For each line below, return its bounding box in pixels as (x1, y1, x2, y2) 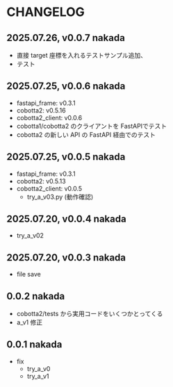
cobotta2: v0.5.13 (16, 176, 67, 185)
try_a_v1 (26, 372, 49, 380)
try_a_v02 (16, 231, 44, 240)
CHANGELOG (6, 4, 85, 20)
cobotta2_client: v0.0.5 (16, 184, 83, 192)
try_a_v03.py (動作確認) (26, 192, 94, 201)
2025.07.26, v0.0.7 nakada (6, 32, 126, 44)
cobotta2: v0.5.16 (16, 106, 67, 115)
